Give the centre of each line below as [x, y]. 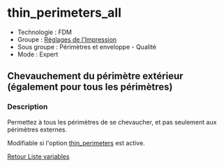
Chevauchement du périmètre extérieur [95, 76]
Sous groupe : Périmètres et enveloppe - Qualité [87, 47]
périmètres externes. [37, 129]
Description [28, 107]
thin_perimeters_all [65, 13]
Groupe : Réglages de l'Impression [67, 39]
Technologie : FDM [44, 32]
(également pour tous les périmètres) [90, 87]
